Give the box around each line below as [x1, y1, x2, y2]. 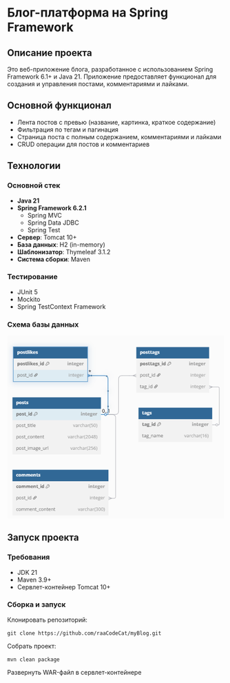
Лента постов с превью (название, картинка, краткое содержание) [17, 118, 216, 126]
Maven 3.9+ [17, 575, 52, 584]
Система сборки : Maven [17, 255, 91, 263]
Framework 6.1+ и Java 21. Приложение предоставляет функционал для [7, 72, 217, 81]
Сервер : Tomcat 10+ [17, 233, 77, 241]
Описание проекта [7, 47, 92, 59]
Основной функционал [7, 100, 112, 112]
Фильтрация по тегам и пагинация [17, 125, 119, 134]
